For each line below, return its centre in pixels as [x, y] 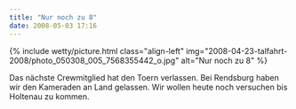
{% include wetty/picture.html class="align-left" [97, 51]
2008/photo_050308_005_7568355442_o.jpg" [94, 60]
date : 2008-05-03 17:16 [53, 26]
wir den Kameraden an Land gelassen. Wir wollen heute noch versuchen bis [148, 87]
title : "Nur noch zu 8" [53, 17]
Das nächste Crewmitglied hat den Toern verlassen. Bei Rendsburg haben [144, 77]
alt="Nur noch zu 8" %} [224, 60]
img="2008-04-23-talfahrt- [237, 51]
